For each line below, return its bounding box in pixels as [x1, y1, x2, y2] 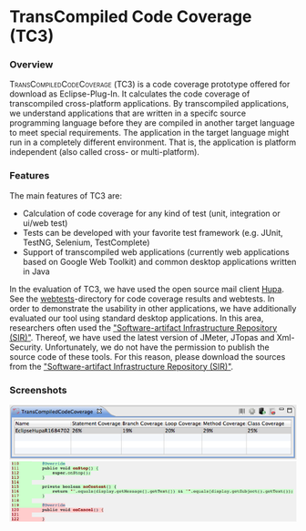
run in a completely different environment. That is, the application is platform [9, 137, 297, 148]
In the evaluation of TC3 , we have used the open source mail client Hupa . [9, 283, 285, 294]
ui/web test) [22, 217, 68, 229]
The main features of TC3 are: [9, 189, 123, 201]
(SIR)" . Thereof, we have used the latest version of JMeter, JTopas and [9, 332, 275, 342]
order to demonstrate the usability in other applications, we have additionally [9, 302, 297, 313]
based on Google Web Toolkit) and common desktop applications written [22, 256, 297, 267]
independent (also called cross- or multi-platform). [9, 147, 200, 158]
